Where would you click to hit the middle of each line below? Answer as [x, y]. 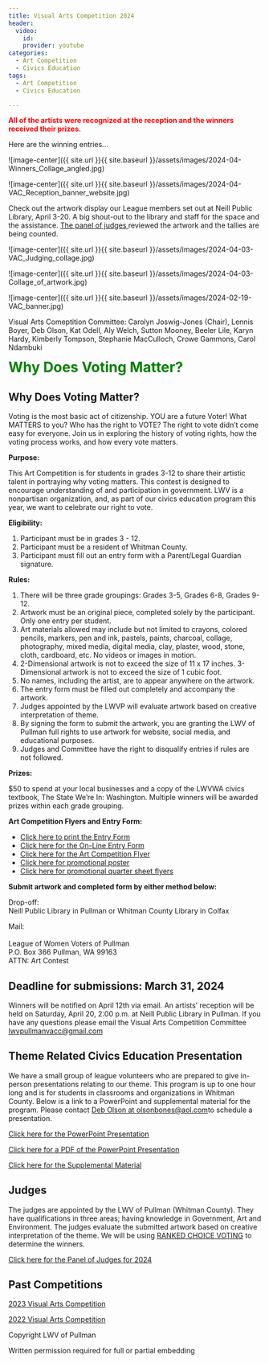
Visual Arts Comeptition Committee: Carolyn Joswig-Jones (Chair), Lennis [131, 322]
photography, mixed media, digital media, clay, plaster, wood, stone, [132, 647]
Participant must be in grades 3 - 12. [80, 539]
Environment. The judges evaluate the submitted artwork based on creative [133, 1226]
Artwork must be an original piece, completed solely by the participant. [137, 613]
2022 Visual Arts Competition [57, 1320]
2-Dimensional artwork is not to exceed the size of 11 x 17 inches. [127, 663]
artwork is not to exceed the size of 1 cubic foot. [143, 672]
